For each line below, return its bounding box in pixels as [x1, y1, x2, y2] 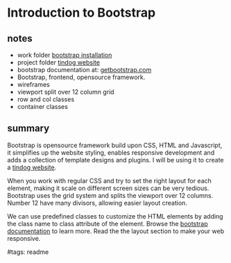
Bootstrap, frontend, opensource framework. [17, 73, 146, 81]
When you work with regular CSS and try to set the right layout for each [7, 176, 212, 185]
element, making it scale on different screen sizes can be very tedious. [7, 184, 209, 192]
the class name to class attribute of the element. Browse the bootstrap [7, 219, 208, 228]
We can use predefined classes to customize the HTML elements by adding [7, 212, 223, 220]
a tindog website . [7, 163, 57, 171]
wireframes [17, 80, 50, 88]
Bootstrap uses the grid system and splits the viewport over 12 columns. [7, 191, 214, 199]
